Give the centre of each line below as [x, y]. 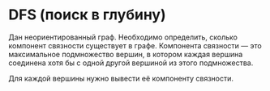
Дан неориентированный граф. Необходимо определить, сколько [123, 37]
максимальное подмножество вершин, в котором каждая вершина [126, 54]
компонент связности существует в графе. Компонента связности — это [135, 45]
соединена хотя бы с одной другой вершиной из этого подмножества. [131, 63]
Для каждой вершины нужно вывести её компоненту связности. [121, 78]
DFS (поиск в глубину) [87, 15]
